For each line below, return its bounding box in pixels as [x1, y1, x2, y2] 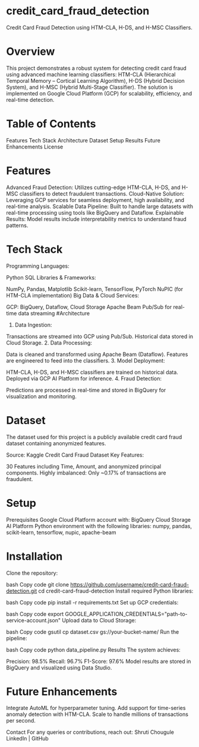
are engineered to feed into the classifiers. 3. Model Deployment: [6, 357, 165, 364]
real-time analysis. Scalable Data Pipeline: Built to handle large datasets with [6, 203, 193, 210]
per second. [6, 717, 36, 724]
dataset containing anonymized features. [6, 439, 106, 447]
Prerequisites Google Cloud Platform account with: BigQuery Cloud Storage [6, 516, 191, 523]
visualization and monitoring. [6, 392, 77, 400]
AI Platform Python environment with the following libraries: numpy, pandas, [6, 522, 192, 529]
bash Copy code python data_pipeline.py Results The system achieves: [6, 646, 181, 653]
